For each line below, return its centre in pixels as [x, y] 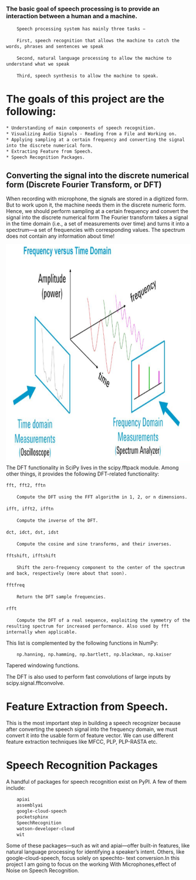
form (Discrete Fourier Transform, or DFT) [84, 185]
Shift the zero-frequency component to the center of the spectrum [101, 568]
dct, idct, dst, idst [33, 532]
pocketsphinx [33, 817]
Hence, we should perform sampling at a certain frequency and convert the [97, 211]
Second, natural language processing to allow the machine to [94, 58]
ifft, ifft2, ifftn [30, 509]
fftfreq [16, 585]
